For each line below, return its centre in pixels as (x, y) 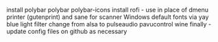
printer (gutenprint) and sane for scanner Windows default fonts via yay (108, 17)
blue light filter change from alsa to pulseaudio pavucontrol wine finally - (109, 24)
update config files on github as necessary (67, 31)
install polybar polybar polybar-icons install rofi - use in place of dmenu (107, 10)
